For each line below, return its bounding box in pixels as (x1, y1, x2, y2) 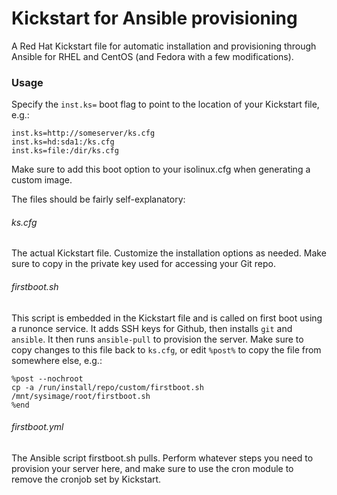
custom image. (11, 174, 73, 186)
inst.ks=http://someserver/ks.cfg (11, 128, 156, 139)
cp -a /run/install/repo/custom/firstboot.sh (11, 382, 204, 392)
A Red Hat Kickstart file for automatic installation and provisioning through (11, 40, 317, 52)
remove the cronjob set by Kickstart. (11, 473, 162, 485)
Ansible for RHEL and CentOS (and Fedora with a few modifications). (11, 50, 294, 62)
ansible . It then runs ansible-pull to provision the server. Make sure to (11, 333, 304, 345)
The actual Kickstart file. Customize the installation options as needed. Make (11, 247, 327, 259)
